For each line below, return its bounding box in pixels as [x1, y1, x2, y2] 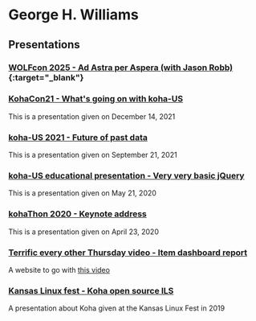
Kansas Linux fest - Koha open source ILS [8, 285, 174, 296]
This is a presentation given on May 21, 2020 [8, 188, 156, 198]
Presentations [8, 38, 80, 51]
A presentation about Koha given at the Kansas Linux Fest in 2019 [8, 303, 226, 313]
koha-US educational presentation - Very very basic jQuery [8, 171, 245, 182]
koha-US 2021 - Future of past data [8, 131, 148, 142]
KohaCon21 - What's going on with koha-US [8, 93, 183, 105]
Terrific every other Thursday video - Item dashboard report [8, 247, 248, 258]
